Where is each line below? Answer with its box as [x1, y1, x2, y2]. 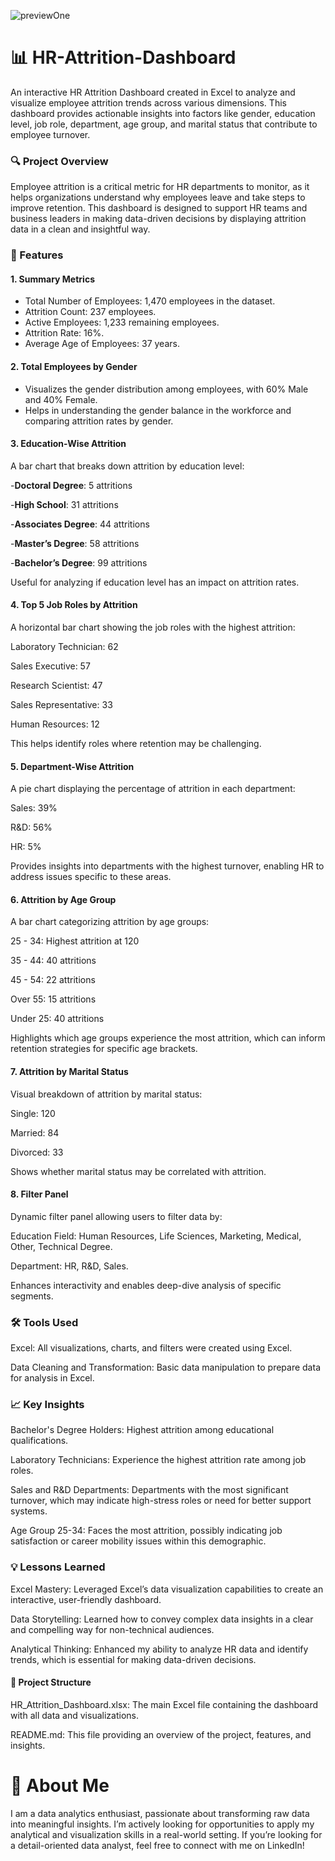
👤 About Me [10, 1775, 110, 1797]
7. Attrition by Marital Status [10, 1065, 129, 1077]
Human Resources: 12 [10, 718, 100, 730]
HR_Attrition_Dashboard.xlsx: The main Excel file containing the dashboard [10, 1698, 319, 1710]
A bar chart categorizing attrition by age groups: [10, 916, 210, 928]
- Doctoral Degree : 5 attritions [10, 479, 133, 491]
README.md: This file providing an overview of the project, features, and [10, 1728, 312, 1740]
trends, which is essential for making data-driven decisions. [10, 1653, 257, 1665]
